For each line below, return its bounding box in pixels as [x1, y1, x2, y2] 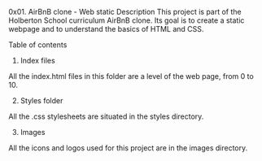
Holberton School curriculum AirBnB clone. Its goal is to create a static [8, 15, 245, 25]
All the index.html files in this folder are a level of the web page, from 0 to [8, 72, 254, 80]
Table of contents [8, 40, 68, 50]
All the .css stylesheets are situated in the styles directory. [8, 111, 204, 121]
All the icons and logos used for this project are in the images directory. [8, 143, 248, 153]
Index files [20, 56, 55, 65]
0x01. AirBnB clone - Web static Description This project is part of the [8, 7, 242, 16]
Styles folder [20, 96, 63, 105]
